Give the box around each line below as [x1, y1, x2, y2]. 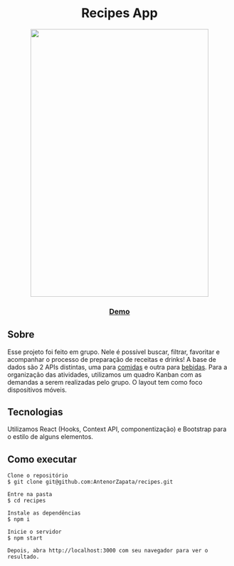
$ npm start [7, 535, 43, 542]
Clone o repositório [7, 472, 69, 480]
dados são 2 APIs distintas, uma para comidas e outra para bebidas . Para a [7, 363, 228, 371]
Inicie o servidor [7, 528, 62, 536]
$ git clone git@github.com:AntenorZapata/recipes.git [7, 478, 174, 486]
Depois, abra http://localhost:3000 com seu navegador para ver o [7, 547, 208, 555]
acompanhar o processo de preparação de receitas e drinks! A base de [7, 355, 217, 363]
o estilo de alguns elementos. [7, 433, 94, 441]
